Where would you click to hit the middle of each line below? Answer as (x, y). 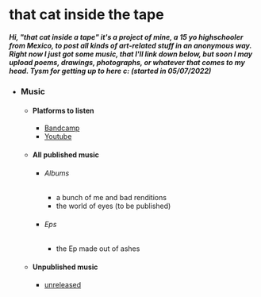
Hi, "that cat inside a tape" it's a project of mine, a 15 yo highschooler (126, 37)
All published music (66, 154)
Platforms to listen (63, 110)
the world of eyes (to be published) (113, 206)
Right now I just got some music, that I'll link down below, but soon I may (131, 54)
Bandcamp (62, 128)
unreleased (63, 284)
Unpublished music (65, 267)
